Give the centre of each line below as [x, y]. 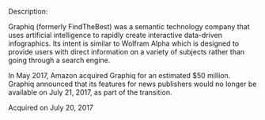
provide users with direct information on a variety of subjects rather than [127, 52]
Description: [28, 11]
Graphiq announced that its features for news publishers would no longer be [132, 84]
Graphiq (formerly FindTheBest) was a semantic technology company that [129, 26]
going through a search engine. [59, 60]
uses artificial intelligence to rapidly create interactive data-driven [115, 35]
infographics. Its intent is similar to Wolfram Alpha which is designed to [124, 43]
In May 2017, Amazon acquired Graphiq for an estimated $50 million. [119, 75]
